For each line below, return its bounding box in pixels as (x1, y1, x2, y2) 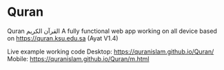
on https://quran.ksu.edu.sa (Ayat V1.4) (7, 34, 119, 42)
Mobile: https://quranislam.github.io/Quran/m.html (7, 54, 150, 62)
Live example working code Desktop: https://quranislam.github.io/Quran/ (7, 47, 214, 56)
